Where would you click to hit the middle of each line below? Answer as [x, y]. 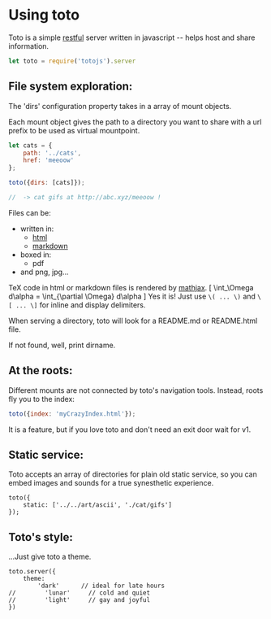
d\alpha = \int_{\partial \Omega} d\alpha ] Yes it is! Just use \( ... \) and [132, 296]
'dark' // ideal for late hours [101, 586]
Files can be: [30, 212]
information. [29, 46]
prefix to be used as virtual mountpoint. [74, 130]
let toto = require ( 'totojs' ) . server [72, 61]
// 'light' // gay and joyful [80, 600]
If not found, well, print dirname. [62, 345]
